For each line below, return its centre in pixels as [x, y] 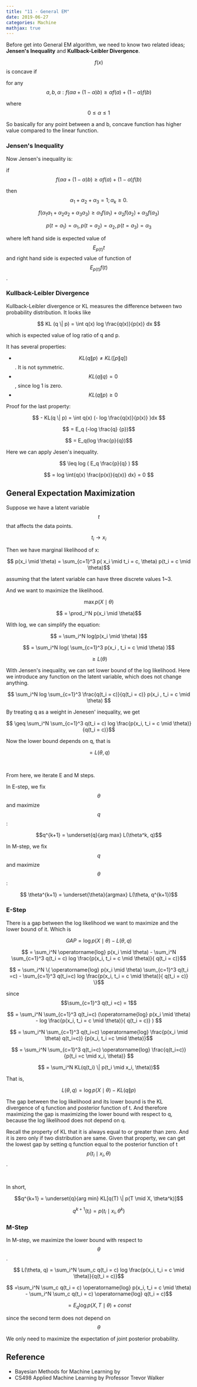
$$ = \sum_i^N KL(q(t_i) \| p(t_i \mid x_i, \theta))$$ [99, 1067]
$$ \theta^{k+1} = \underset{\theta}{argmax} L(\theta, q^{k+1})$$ [99, 895]
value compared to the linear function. [52, 131]
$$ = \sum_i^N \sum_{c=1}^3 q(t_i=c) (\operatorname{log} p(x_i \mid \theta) [99, 1014]
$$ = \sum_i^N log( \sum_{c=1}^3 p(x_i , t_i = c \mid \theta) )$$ [99, 648]
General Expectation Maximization [71, 493]
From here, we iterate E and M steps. [51, 775]
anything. [18, 683]
